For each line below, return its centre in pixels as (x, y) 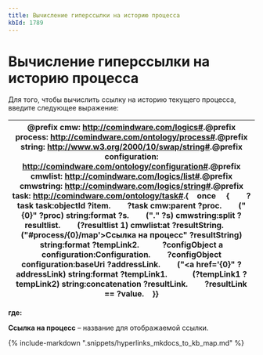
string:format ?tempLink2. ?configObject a (131, 245)
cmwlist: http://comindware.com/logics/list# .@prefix (131, 176)
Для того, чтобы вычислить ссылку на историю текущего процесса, (122, 100)
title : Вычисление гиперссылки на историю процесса (94, 15)
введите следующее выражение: (63, 108)
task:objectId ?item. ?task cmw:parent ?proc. (129, 206)
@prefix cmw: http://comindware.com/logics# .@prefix (131, 128)
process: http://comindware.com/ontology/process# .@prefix (131, 137)
